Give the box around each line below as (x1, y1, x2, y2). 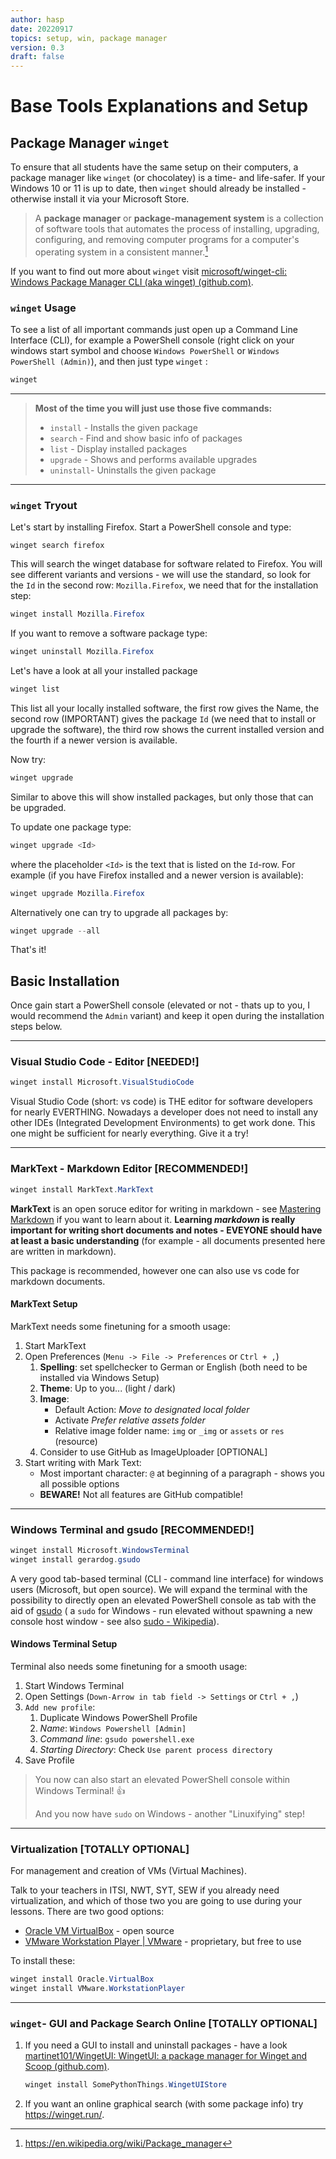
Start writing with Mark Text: (24, 1456, 142, 1468)
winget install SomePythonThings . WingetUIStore (24, 2080, 227, 2090)
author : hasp (10, 14, 65, 25)
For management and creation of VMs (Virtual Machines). (10, 1865, 247, 1877)
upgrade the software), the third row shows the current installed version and (10, 723, 325, 735)
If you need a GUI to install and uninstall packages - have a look (24, 2039, 288, 2051)
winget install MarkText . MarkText (10, 1184, 155, 1195)
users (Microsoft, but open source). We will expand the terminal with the (10, 1583, 308, 1595)
